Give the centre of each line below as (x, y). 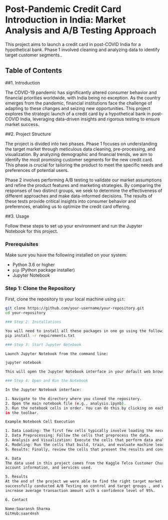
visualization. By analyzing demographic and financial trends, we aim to (79, 154)
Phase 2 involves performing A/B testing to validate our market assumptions (83, 180)
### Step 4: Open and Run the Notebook (47, 381)
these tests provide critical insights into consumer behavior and (70, 201)
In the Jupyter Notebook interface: (43, 390)
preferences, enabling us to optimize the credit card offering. (68, 206)
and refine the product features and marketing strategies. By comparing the (83, 185)
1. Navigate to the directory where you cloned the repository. (73, 398)
